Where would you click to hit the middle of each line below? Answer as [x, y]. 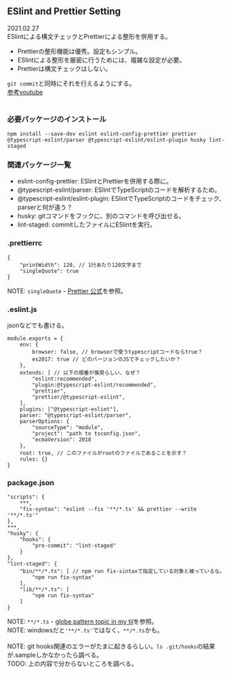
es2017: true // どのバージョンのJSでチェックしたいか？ [106, 359]
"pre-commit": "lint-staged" [74, 546]
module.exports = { [35, 338]
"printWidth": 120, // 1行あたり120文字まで [81, 265]
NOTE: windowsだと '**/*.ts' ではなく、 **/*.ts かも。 [85, 630]
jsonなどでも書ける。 [37, 325]
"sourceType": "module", [68, 427]
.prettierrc [25, 243]
